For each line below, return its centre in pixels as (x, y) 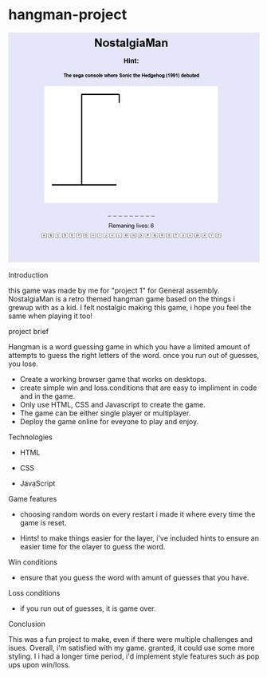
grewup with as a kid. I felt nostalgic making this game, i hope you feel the (130, 307)
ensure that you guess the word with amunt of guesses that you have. (134, 577)
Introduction (28, 275)
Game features (33, 498)
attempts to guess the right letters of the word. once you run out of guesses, (134, 355)
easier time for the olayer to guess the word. (92, 546)
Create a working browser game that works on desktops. (113, 379)
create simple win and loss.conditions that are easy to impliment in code (138, 388)
